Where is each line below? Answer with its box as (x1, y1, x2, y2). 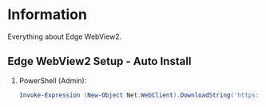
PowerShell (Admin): (18, 75, 87, 85)
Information (7, 6, 87, 24)
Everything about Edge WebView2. (7, 32, 122, 41)
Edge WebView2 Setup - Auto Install (7, 55, 192, 68)
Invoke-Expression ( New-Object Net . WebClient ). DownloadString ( (18, 91, 235, 99)
